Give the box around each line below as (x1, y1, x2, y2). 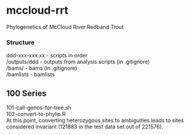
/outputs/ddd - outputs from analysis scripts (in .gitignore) (6, 58, 150, 66)
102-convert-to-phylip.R (6, 111, 66, 118)
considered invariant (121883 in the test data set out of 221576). (6, 123, 164, 130)
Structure (6, 38, 35, 47)
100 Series (6, 88, 47, 99)
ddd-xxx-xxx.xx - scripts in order (6, 52, 88, 59)
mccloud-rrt (6, 4, 69, 17)
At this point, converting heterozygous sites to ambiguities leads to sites (6, 117, 184, 124)
